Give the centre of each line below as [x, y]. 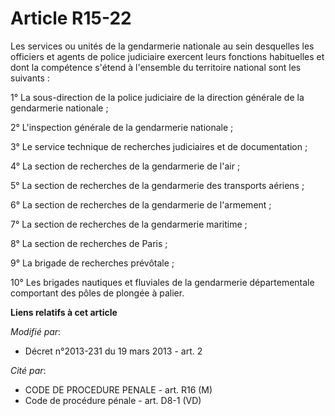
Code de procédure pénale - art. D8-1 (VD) [113, 400]
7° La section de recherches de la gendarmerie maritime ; [129, 224]
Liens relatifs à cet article [64, 312]
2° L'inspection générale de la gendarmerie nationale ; [122, 127]
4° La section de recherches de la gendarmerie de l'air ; [125, 166]
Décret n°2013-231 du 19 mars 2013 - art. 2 [113, 351]
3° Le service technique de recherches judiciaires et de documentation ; [159, 146]
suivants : [30, 78]
